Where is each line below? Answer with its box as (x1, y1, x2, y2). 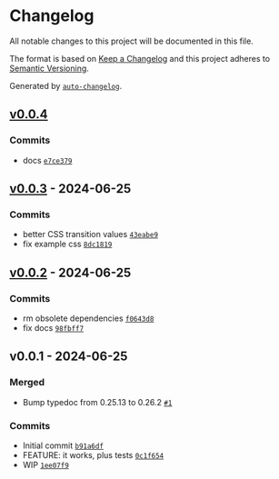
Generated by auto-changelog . (9, 80, 123, 91)
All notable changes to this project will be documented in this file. (9, 35, 254, 46)
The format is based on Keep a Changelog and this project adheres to (9, 53, 271, 64)
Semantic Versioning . (9, 63, 89, 74)
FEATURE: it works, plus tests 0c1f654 (22, 449, 164, 460)
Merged (9, 376, 45, 389)
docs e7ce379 (22, 155, 73, 165)
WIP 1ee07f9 (22, 459, 70, 470)
